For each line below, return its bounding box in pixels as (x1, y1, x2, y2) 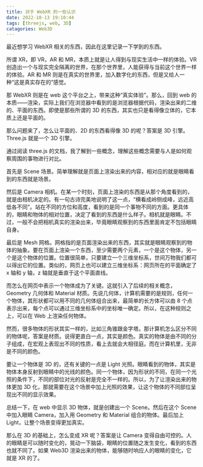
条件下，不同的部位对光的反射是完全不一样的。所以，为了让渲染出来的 (16, 376, 192, 383)
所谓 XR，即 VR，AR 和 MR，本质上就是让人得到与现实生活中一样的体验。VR (6, 56, 197, 64)
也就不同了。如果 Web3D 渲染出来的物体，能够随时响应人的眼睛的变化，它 (6, 447, 192, 454)
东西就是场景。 (16, 175, 54, 183)
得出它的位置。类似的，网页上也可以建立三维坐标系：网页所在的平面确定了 (11, 261, 197, 269)
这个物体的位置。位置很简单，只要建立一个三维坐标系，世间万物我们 (16, 254, 186, 261)
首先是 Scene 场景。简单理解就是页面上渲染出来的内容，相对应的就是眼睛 (6, 168, 189, 175)
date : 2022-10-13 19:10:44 (6, 15, 74, 21)
